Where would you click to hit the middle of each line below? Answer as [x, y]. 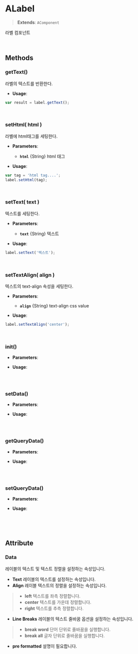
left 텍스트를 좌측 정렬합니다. [52, 596]
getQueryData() [24, 441]
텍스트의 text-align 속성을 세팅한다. [39, 286]
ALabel [20, 9]
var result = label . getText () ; [37, 102]
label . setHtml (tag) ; [26, 180]
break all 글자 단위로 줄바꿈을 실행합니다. [65, 635]
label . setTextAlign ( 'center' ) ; [37, 325]
